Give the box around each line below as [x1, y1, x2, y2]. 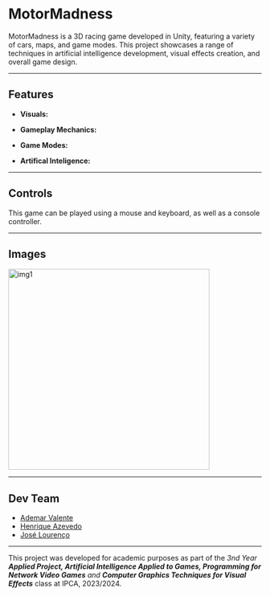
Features [8, 88, 54, 101]
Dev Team [8, 492, 60, 505]
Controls [8, 186, 53, 201]
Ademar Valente [19, 513, 74, 523]
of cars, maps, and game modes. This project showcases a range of [8, 39, 234, 49]
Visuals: [19, 109, 49, 119]
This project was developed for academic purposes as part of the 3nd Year [8, 553, 257, 563]
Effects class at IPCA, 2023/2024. [8, 579, 122, 589]
